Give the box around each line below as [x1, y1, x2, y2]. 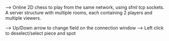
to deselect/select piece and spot [5, 30, 76, 36]
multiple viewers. [5, 15, 41, 21]
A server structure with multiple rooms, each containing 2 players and [5, 10, 153, 16]
